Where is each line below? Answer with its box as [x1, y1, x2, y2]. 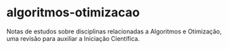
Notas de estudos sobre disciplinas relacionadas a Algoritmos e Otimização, [6, 27, 222, 35]
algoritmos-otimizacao [6, 5, 140, 20]
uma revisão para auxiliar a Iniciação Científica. [6, 34, 140, 42]
